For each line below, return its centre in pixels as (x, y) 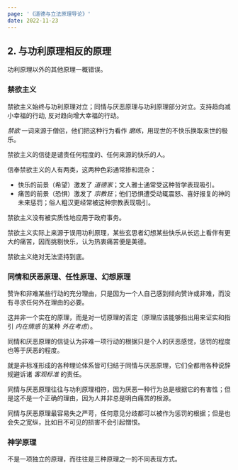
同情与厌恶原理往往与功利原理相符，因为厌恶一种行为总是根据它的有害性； (116, 389)
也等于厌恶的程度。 (35, 350)
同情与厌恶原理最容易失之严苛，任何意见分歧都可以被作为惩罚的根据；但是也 (119, 413)
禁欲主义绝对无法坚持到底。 (48, 256)
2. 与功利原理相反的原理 (59, 51)
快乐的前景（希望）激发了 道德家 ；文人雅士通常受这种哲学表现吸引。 (118, 185)
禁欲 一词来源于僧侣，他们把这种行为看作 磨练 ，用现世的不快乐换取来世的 (114, 130)
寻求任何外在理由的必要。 (51, 302)
